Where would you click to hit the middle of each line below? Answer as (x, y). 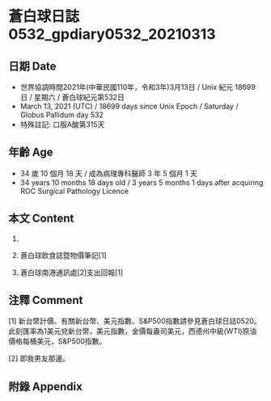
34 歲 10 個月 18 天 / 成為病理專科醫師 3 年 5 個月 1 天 (109, 173)
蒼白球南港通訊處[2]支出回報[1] (72, 272)
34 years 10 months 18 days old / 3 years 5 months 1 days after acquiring (142, 182)
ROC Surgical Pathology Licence (74, 191)
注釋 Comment (46, 300)
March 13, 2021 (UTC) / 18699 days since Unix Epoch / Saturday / (129, 106)
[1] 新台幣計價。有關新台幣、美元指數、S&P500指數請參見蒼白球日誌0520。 (135, 321)
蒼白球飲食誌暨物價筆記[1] (63, 255)
